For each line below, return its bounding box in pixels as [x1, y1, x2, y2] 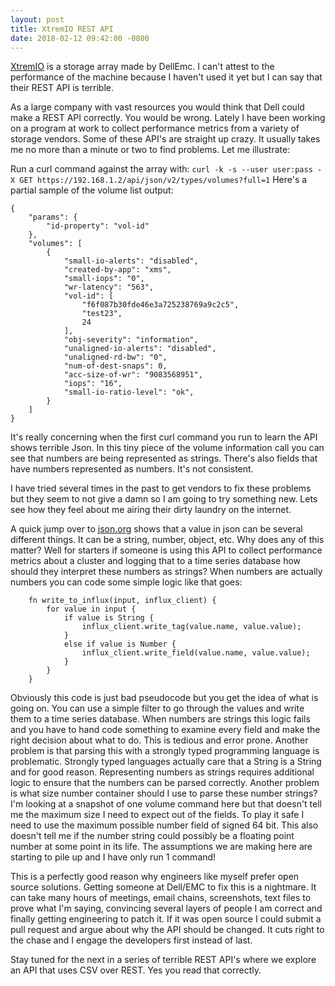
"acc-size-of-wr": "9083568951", [63, 370, 203, 380]
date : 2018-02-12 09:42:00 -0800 [10, 33, 150, 43]
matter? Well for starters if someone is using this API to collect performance [10, 544, 323, 556]
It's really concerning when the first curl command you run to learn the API [10, 431, 318, 443]
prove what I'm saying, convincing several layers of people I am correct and [10, 902, 323, 915]
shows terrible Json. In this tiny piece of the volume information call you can [10, 442, 325, 454]
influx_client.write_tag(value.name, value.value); [81, 622, 302, 632]
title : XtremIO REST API [10, 24, 114, 34]
